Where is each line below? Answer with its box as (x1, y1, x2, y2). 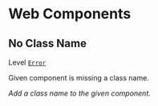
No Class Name (8, 37, 87, 50)
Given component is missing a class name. (8, 73, 150, 82)
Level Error (8, 57, 47, 67)
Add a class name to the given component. (8, 88, 151, 98)
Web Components (8, 5, 132, 23)
